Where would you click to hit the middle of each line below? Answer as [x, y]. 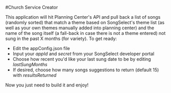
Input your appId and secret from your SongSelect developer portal [83, 54]
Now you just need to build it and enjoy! [47, 85]
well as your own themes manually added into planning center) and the [80, 28]
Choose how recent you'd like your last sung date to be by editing [82, 59]
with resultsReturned [34, 75]
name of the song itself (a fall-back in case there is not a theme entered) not [86, 33]
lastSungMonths [30, 64]
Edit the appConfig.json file [41, 48]
